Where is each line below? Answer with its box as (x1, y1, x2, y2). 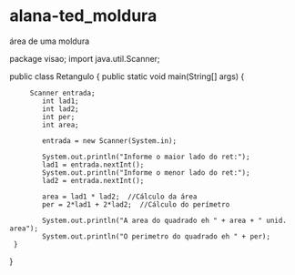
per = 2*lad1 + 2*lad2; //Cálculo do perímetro (42, 199, 230, 209)
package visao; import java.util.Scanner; (9, 53, 161, 64)
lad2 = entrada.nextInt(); (42, 176, 145, 185)
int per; (42, 112, 76, 121)
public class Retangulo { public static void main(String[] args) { (9, 70, 245, 82)
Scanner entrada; (29, 88, 96, 97)
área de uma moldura (9, 36, 90, 46)
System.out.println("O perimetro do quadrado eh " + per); (42, 231, 271, 241)
